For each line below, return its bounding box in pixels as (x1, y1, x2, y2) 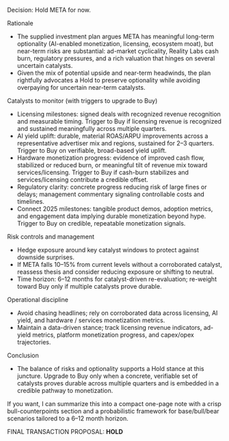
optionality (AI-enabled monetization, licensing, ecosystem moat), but (16, 40, 214, 47)
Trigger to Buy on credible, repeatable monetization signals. (16, 219, 186, 227)
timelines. (16, 198, 44, 205)
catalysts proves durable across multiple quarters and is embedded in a (16, 379, 219, 387)
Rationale (7, 19, 33, 27)
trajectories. (16, 338, 51, 346)
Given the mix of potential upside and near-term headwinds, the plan (16, 69, 211, 77)
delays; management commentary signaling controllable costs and (16, 190, 205, 198)
